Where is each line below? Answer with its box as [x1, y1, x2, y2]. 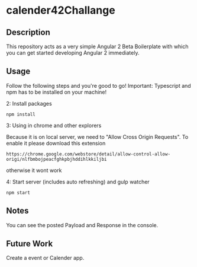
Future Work [6, 239, 53, 249]
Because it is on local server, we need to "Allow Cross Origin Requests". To [6, 133, 189, 140]
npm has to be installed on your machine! [6, 88, 107, 96]
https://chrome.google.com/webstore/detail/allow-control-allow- [6, 151, 170, 157]
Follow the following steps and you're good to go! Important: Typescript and [6, 82, 191, 89]
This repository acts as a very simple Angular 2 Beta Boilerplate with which [6, 43, 189, 50]
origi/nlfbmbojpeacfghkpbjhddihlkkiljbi [6, 156, 108, 162]
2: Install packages [6, 100, 52, 107]
